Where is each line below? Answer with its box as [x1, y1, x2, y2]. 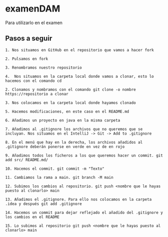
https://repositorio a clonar [5, 91, 69, 96]
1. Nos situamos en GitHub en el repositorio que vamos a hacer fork [5, 47, 154, 53]
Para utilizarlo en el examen [5, 20, 63, 26]
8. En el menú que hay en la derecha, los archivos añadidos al [5, 140, 143, 145]
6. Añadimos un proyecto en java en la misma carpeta [5, 117, 121, 123]
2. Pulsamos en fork [5, 56, 49, 61]
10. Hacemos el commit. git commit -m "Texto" [5, 166, 105, 171]
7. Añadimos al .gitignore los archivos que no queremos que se [5, 127, 143, 132]
